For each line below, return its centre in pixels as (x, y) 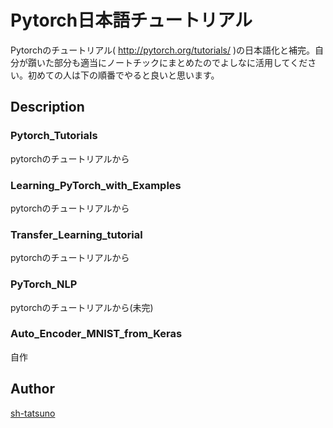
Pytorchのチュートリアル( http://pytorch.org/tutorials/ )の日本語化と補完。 (163, 50)
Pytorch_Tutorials (54, 136)
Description (47, 107)
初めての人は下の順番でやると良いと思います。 (123, 75)
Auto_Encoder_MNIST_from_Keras (96, 334)
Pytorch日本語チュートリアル (131, 20)
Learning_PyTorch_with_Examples (96, 185)
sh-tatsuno (33, 413)
